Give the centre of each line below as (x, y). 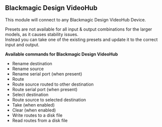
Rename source (28, 69)
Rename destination (32, 63)
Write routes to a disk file (37, 115)
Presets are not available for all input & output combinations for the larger (79, 29)
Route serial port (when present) (45, 89)
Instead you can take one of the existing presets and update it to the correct (81, 39)
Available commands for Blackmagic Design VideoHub (61, 54)
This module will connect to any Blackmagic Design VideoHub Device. (76, 19)
